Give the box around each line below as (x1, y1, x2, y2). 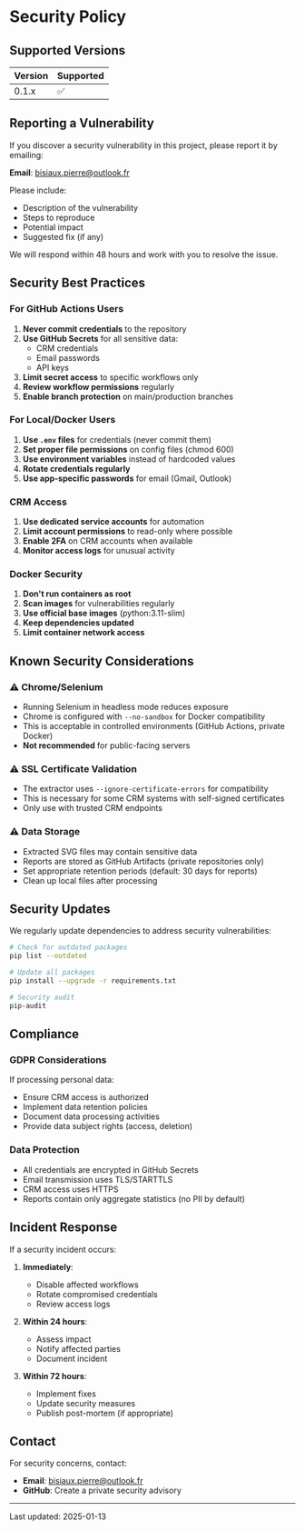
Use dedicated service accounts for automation (22, 516, 205, 527)
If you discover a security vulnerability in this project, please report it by (9, 139, 279, 151)
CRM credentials (35, 343, 99, 354)
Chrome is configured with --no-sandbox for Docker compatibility (22, 711, 266, 722)
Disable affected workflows (35, 1279, 139, 1290)
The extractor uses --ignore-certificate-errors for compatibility (22, 784, 270, 795)
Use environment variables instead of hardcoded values (22, 453, 236, 465)
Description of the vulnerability (22, 202, 139, 213)
